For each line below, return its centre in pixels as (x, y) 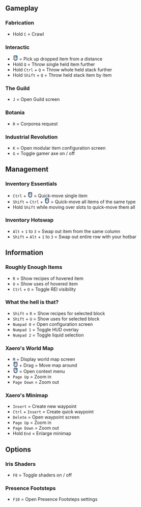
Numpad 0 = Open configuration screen (53, 324)
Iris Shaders (21, 464)
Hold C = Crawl (28, 34)
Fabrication (20, 23)
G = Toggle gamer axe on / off (44, 153)
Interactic (17, 47)
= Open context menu (42, 372)
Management (27, 169)
